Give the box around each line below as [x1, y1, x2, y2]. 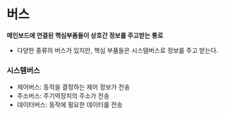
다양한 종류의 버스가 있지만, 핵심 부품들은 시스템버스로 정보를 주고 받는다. [16, 46, 219, 54]
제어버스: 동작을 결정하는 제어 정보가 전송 [16, 83, 130, 92]
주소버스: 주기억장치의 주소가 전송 [16, 92, 110, 100]
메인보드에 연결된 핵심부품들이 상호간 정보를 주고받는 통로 [6, 31, 164, 40]
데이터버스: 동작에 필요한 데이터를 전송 [16, 100, 123, 109]
